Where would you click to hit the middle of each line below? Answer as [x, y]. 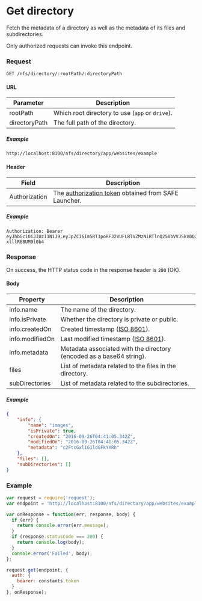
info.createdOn [30, 329]
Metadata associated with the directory [116, 349]
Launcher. [68, 200]
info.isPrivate [28, 319]
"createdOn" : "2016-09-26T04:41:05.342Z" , [82, 436]
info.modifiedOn [32, 339]
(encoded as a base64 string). [103, 356]
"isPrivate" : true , [52, 431]
